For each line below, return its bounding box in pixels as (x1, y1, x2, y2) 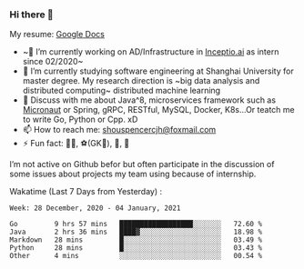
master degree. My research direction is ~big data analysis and (22, 75, 260, 86)
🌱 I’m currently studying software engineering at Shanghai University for (22, 65, 294, 76)
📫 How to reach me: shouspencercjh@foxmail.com (22, 125, 217, 135)
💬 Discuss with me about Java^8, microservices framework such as (22, 95, 276, 105)
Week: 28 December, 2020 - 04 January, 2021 (9, 204, 181, 213)
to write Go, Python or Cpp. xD (22, 114, 138, 125)
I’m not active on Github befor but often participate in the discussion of (9, 159, 275, 170)
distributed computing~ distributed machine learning (22, 85, 221, 96)
